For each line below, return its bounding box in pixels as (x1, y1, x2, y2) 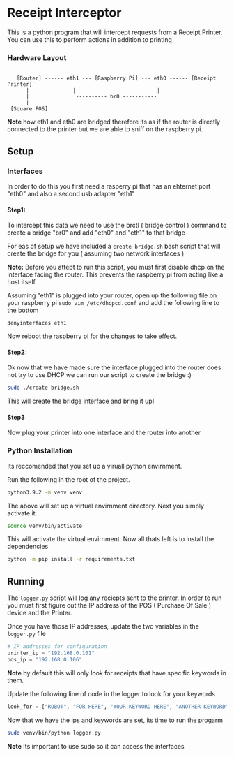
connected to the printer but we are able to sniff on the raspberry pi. (7, 125, 203, 133)
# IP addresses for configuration (7, 643, 108, 650)
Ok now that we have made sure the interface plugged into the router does (7, 363, 221, 372)
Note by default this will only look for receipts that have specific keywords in (7, 668, 227, 677)
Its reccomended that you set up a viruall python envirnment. (7, 462, 182, 470)
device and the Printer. (7, 609, 72, 617)
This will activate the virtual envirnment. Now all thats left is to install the (7, 535, 214, 543)
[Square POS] (10, 105, 49, 112)
